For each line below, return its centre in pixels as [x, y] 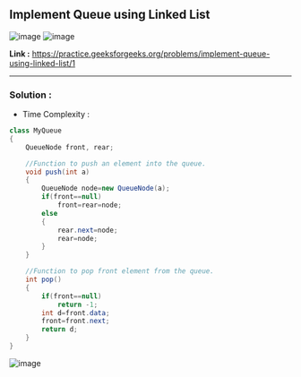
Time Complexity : [56, 115]
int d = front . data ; [76, 313]
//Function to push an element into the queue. [116, 163]
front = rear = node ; [90, 205]
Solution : [30, 95]
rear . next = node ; [87, 230]
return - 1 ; [77, 304]
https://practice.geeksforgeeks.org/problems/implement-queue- [151, 54]
